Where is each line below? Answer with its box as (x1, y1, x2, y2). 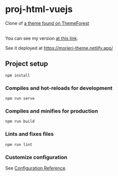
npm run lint (5, 142, 33, 147)
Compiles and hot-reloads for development (5, 84, 113, 92)
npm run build (5, 119, 35, 124)
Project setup (5, 59, 49, 68)
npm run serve (5, 96, 35, 101)
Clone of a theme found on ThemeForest (5, 20, 89, 26)
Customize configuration (5, 153, 68, 160)
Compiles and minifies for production (5, 107, 98, 114)
